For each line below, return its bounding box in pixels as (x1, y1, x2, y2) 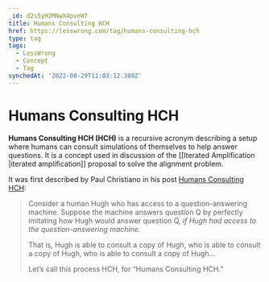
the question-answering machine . (27, 224, 141, 234)
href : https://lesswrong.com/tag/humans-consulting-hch (8, 27, 200, 35)
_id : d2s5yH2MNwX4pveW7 (8, 11, 89, 20)
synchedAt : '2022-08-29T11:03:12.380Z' (8, 72, 143, 80)
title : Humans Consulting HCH (8, 19, 110, 27)
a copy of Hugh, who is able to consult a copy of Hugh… (27, 248, 216, 258)
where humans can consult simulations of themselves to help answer (8, 142, 238, 151)
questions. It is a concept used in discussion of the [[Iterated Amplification (8, 150, 255, 160)
